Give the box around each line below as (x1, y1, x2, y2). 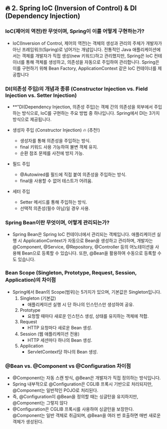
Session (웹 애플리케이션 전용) (19, 331, 80, 337)
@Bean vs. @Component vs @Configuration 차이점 (5, 362, 131, 369)
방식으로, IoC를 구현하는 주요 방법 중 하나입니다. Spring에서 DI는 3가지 (21, 110, 160, 116)
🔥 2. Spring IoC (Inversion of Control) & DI (5, 4, 137, 13)
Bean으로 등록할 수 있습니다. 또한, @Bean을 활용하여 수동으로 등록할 (21, 250, 156, 256)
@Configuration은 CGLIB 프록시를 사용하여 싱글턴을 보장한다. (12, 406, 134, 412)
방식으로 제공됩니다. (12, 116, 51, 122)
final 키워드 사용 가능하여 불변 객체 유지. (19, 144, 98, 150)
